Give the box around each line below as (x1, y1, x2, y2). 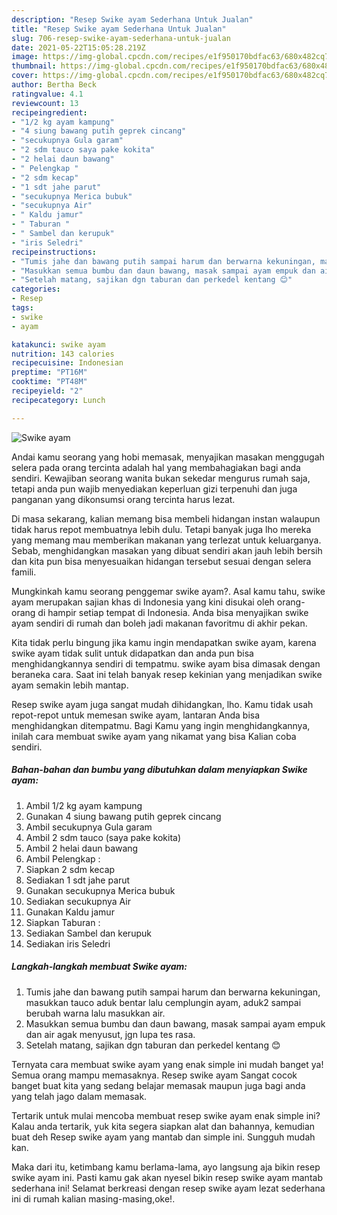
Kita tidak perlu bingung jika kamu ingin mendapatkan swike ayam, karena (11, 636, 317, 648)
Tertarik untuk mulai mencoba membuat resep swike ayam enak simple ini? (11, 1109, 321, 1121)
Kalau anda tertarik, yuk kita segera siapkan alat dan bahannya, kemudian (11, 1120, 316, 1132)
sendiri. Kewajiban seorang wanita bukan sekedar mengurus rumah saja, (11, 472, 311, 484)
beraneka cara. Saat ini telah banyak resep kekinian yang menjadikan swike (11, 668, 323, 680)
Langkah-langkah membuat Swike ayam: (11, 961, 188, 973)
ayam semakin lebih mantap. (11, 679, 129, 691)
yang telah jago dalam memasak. (11, 1090, 148, 1102)
